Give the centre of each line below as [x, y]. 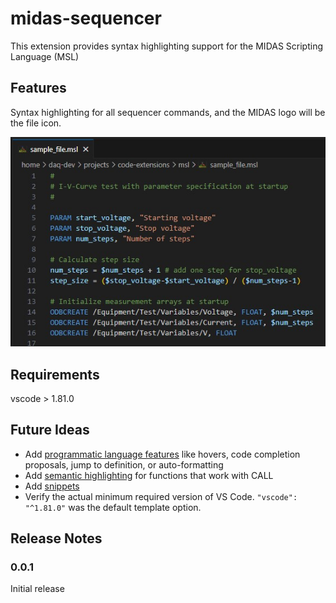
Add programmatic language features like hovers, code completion [162, 454]
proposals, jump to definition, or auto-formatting [124, 464]
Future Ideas [50, 430]
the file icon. [36, 123]
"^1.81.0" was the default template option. [113, 507]
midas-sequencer [86, 18]
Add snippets [52, 486]
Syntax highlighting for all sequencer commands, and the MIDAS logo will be [168, 112]
